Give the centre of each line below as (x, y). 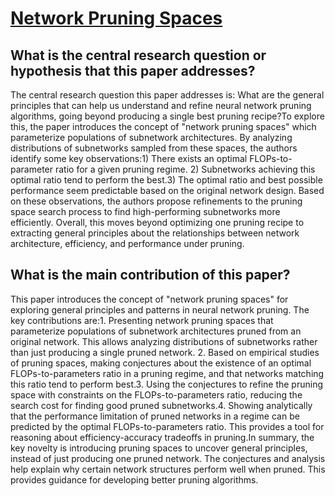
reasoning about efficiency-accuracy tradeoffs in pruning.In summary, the (162, 437)
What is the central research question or (138, 55)
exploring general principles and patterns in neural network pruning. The (160, 309)
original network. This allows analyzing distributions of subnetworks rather (164, 341)
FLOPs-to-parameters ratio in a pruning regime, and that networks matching (167, 373)
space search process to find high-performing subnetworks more (145, 211)
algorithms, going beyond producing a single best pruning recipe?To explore (167, 116)
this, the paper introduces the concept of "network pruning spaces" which (163, 126)
